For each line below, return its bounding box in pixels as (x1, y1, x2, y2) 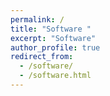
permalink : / (10, 14, 65, 25)
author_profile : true (10, 42, 101, 53)
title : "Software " (10, 24, 92, 34)
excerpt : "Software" (10, 33, 97, 43)
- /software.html (19, 71, 92, 81)
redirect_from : (10, 52, 74, 62)
